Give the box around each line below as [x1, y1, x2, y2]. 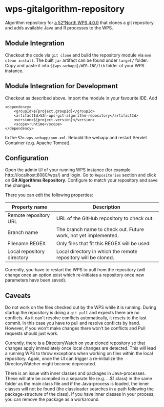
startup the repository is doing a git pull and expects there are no [5, 310, 140, 316]
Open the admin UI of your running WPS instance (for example [5, 167, 131, 173]
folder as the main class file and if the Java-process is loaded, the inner [5, 381, 149, 387]
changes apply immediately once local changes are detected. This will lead [5, 345, 156, 351]
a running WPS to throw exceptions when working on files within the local [5, 351, 153, 356]
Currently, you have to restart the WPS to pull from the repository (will [5, 267, 145, 273]
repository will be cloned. [56, 254, 114, 261]
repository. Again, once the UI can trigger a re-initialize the [5, 356, 123, 361]
